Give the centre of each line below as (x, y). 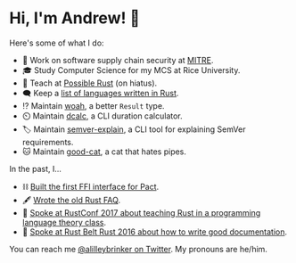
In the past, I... (36, 168)
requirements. (48, 142)
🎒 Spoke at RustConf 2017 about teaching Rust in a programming (141, 212)
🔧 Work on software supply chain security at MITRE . (118, 60)
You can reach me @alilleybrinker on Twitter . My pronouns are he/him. (138, 249)
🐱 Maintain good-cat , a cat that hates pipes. (104, 152)
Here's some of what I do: (57, 43)
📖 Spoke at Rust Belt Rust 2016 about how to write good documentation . (155, 232)
